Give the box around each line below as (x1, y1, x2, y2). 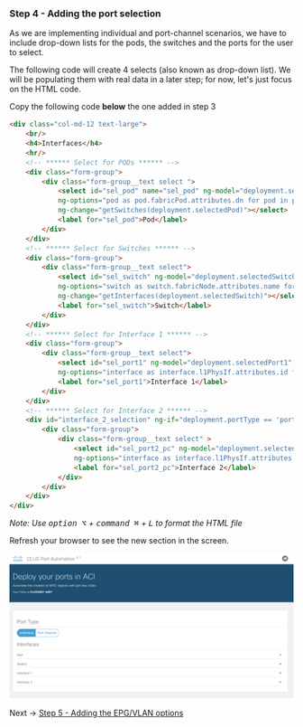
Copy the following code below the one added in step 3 (9, 101, 216, 112)
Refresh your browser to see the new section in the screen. (9, 535, 230, 546)
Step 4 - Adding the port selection (9, 7, 161, 20)
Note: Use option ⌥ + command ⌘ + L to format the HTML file (9, 518, 243, 529)
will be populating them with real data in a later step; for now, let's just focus (9, 74, 292, 85)
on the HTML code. (9, 84, 81, 95)
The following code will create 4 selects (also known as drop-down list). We (9, 64, 291, 75)
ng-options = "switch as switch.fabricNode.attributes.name (57, 282, 280, 291)
